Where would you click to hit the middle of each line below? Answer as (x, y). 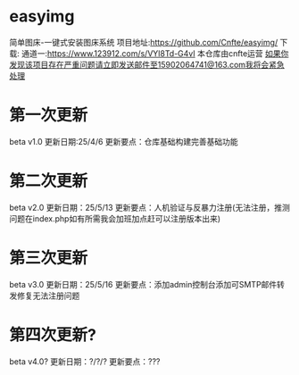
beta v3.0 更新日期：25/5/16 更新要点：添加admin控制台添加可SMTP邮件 (143, 284)
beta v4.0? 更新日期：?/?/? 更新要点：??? (85, 361)
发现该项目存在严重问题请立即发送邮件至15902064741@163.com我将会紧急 (147, 64)
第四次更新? (53, 334)
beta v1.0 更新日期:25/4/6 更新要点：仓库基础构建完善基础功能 (124, 141)
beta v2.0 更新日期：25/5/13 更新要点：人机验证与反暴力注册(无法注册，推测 (149, 207)
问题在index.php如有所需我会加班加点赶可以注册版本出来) (115, 218)
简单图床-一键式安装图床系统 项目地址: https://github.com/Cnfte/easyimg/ (144, 42)
